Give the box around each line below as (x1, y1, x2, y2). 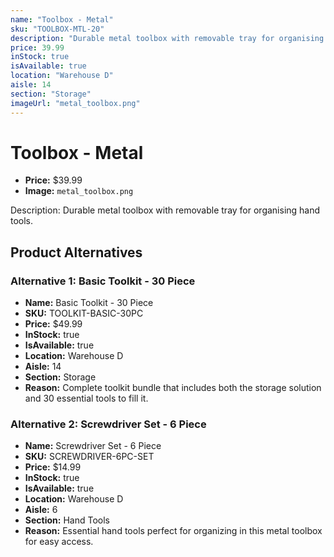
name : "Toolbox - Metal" (10, 14, 114, 25)
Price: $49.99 (24, 318, 83, 330)
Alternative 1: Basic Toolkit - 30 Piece (10, 274, 196, 288)
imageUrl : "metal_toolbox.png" (10, 98, 141, 108)
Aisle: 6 (24, 504, 58, 516)
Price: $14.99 (24, 461, 82, 473)
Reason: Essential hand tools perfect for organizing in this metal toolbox (24, 525, 323, 537)
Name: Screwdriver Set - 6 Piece (24, 440, 162, 452)
